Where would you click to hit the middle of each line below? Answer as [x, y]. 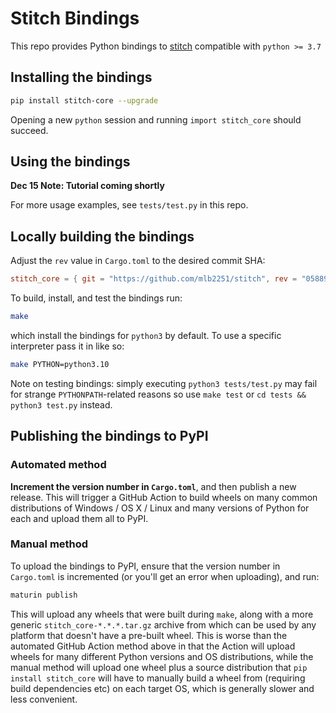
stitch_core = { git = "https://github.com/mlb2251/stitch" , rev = [154, 279]
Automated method [58, 465]
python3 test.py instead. [61, 404]
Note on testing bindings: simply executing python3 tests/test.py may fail [164, 383]
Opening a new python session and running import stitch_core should [156, 119]
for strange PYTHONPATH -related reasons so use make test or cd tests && [158, 394]
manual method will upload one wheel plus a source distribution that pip [159, 667]
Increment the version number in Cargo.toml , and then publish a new [153, 486]
